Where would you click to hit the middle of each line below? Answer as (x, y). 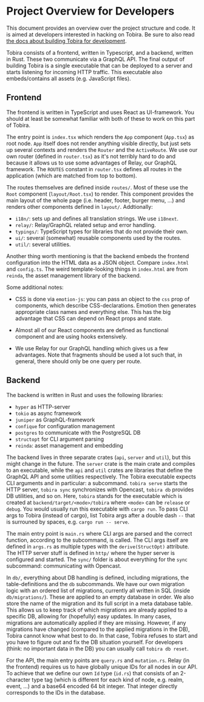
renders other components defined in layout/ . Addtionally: (80, 206)
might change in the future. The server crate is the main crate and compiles (101, 463)
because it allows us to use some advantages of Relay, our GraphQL (92, 163)
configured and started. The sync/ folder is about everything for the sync (97, 559)
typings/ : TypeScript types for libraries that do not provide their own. (102, 231)
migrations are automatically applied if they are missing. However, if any (96, 622)
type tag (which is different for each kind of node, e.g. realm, (108, 680)
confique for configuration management (65, 426)
